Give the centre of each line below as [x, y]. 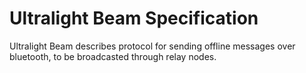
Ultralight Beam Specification [134, 18]
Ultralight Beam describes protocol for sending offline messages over [152, 46]
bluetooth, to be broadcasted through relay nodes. [113, 56]
